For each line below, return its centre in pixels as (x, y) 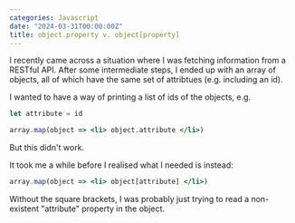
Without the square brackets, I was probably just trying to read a (129, 199)
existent (24, 208)
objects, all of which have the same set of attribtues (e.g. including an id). (146, 80)
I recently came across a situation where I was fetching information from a (148, 61)
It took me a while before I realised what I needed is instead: (121, 165)
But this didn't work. (47, 148)
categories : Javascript (54, 18)
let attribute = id (46, 114)
